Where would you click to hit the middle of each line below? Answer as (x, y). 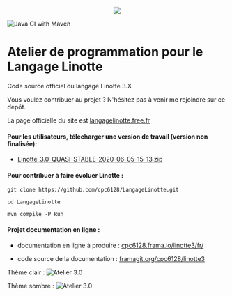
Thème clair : (26, 272)
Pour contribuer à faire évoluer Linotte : (65, 175)
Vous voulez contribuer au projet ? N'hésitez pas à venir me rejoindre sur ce (116, 99)
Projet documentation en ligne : (54, 229)
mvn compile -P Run (36, 215)
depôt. (17, 107)
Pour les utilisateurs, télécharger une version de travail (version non (108, 137)
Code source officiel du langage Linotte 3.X (70, 86)
